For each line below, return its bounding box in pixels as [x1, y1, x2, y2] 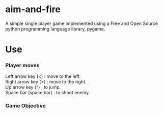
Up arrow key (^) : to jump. [5, 84, 61, 90]
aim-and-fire [5, 4, 61, 15]
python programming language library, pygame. [5, 25, 105, 32]
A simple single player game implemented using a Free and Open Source [5, 20, 158, 26]
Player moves [5, 62, 40, 69]
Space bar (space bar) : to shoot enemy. [5, 90, 90, 96]
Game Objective [5, 102, 46, 109]
